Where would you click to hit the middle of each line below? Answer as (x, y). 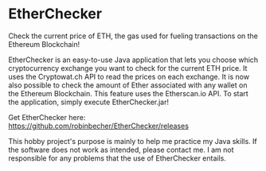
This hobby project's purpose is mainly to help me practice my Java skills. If (133, 141)
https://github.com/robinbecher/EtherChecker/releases (99, 126)
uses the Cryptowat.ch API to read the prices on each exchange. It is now (129, 76)
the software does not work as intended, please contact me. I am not (121, 150)
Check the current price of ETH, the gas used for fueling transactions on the (133, 36)
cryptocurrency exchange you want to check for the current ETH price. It (128, 68)
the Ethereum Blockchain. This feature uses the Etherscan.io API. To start (128, 93)
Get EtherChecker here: (47, 117)
